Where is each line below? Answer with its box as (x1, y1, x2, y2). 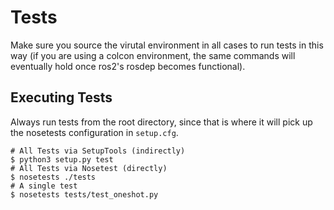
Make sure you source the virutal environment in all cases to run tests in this (10, 39, 324, 51)
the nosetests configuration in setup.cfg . (10, 126, 179, 138)
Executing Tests (10, 89, 113, 106)
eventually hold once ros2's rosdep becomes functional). (10, 60, 246, 72)
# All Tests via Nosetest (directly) (10, 163, 168, 173)
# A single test (10, 181, 78, 191)
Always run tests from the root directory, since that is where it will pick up (10, 116, 313, 128)
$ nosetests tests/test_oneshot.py (10, 189, 159, 200)
